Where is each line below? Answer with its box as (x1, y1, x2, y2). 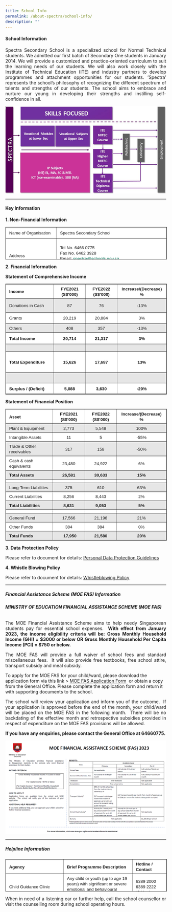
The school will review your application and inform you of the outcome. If (5, 699, 166, 705)
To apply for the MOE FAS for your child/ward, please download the (5, 672, 147, 678)
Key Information (5, 205, 40, 211)
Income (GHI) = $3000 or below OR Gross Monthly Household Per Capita (5, 636, 166, 642)
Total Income (9, 336, 36, 341)
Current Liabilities (9, 494, 42, 499)
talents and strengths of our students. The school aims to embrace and (5, 85, 166, 91)
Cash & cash (9, 458, 34, 463)
